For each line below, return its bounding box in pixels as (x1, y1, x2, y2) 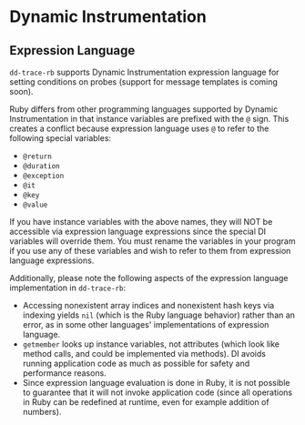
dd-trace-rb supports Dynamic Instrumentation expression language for (9, 66, 280, 77)
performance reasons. (22, 368, 107, 379)
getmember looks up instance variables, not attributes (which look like (22, 339, 280, 349)
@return (22, 152, 52, 161)
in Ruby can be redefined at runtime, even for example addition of (22, 397, 270, 407)
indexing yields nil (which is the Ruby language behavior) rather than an (22, 309, 296, 320)
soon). (9, 86, 34, 96)
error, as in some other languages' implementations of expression (22, 319, 269, 329)
